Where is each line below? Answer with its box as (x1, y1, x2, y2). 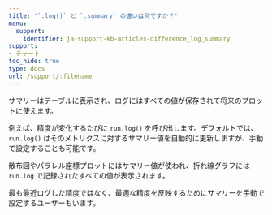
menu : (8, 19, 27, 28)
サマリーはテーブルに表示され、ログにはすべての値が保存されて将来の (8, 95, 242, 105)
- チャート (8, 49, 41, 58)
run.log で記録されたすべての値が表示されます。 (8, 170, 171, 180)
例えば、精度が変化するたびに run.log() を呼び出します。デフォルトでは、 (8, 123, 258, 132)
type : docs (8, 65, 45, 73)
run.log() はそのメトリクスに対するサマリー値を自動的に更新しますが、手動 (8, 133, 264, 143)
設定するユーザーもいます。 (8, 198, 101, 208)
